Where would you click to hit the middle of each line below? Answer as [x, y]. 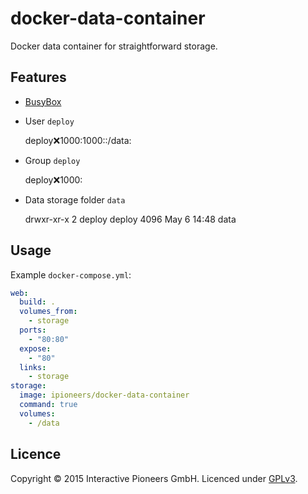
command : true [48, 405]
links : [33, 367]
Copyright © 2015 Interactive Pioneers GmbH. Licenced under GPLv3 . [154, 478]
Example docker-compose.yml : [71, 274]
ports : [33, 330]
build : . [37, 302]
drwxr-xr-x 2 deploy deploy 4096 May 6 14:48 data [130, 219]
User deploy [49, 121]
